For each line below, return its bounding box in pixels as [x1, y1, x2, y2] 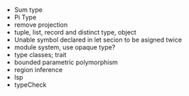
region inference [13, 66, 63, 74]
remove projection [13, 20, 68, 29]
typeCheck [13, 80, 47, 89]
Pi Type [13, 13, 37, 22]
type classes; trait [13, 51, 67, 59]
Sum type [13, 6, 43, 14]
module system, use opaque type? [13, 43, 116, 52]
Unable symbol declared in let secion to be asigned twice [13, 35, 183, 44]
